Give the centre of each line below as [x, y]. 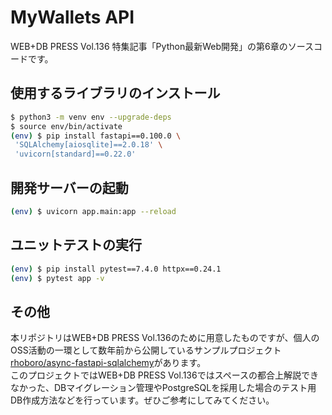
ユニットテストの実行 [76, 245]
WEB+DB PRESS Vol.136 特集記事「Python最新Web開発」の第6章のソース [162, 46]
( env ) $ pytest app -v [57, 278]
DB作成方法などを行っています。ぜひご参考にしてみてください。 [142, 400]
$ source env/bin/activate [66, 126]
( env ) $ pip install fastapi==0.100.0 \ [96, 136]
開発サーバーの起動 [69, 187]
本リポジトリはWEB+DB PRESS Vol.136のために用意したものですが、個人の [165, 338]
